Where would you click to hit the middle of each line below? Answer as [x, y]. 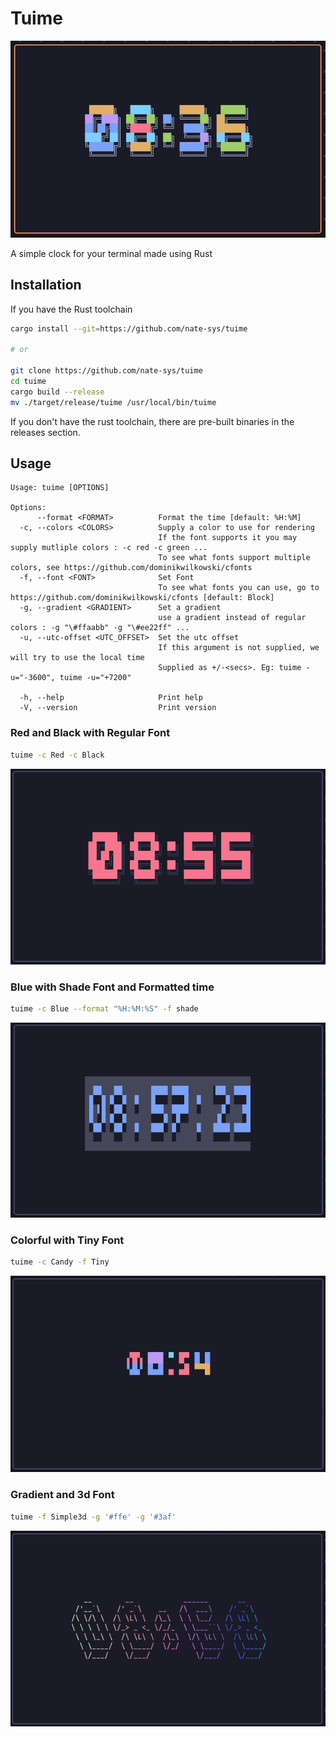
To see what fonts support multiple [234, 558]
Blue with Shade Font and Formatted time [112, 987]
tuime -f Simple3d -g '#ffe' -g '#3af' [93, 1517]
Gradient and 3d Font [62, 1495]
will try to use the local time [77, 658]
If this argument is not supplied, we [239, 648]
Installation [46, 285]
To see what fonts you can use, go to [239, 588]
